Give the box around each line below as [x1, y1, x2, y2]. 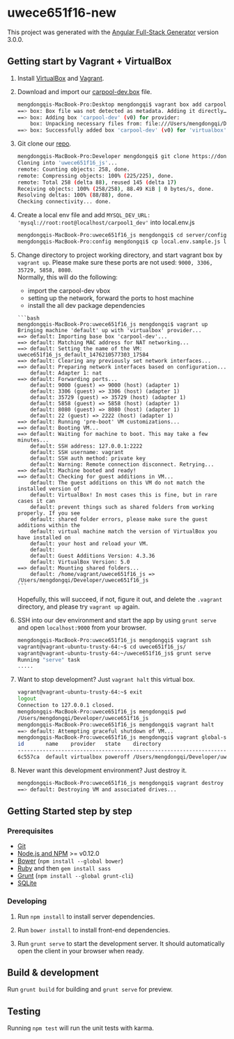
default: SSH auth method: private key [30, 455, 146, 462]
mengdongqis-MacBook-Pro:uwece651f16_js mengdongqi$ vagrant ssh [17, 636, 211, 643]
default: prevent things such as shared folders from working [30, 503, 214, 510]
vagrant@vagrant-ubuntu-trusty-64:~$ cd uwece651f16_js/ [17, 643, 187, 650]
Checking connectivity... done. [17, 198, 111, 205]
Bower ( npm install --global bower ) [17, 857, 124, 865]
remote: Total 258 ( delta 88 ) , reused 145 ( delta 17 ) [17, 179, 177, 186]
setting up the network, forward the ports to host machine [27, 294, 194, 302]
